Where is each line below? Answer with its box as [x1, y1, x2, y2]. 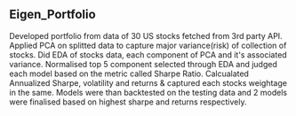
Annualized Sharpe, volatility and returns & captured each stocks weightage [9, 77, 287, 88]
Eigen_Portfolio [9, 7, 96, 22]
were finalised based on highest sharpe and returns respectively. [9, 97, 247, 107]
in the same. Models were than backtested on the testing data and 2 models [9, 87, 287, 97]
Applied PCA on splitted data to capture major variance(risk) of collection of [9, 40, 287, 50]
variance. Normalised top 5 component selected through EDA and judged [9, 58, 277, 69]
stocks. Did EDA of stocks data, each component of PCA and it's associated [9, 49, 287, 60]
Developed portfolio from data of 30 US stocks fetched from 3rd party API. [9, 30, 283, 41]
